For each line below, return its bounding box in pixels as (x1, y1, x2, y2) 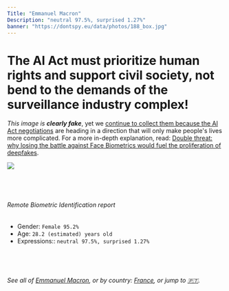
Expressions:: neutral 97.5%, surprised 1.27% (17, 237, 150, 245)
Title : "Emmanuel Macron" (7, 10, 81, 17)
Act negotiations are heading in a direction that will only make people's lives (7, 127, 222, 135)
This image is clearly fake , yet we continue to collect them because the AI (7, 119, 219, 128)
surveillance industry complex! (7, 97, 189, 112)
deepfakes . (7, 149, 39, 157)
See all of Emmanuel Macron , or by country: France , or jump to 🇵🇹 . (7, 276, 201, 284)
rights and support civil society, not (7, 67, 215, 83)
